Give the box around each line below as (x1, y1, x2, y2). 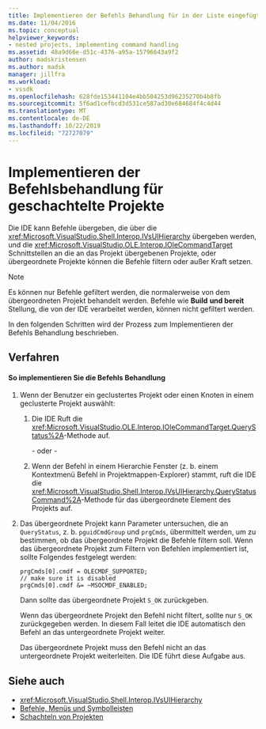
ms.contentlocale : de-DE (8, 115, 90, 123)
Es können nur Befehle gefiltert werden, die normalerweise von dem (8, 287, 230, 297)
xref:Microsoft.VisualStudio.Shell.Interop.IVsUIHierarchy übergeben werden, (8, 231, 257, 241)
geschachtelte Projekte (8, 197, 165, 214)
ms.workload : (8, 77, 51, 85)
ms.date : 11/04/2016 (8, 19, 77, 27)
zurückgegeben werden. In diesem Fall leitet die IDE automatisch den (19, 619, 245, 629)
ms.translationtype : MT (8, 108, 87, 115)
